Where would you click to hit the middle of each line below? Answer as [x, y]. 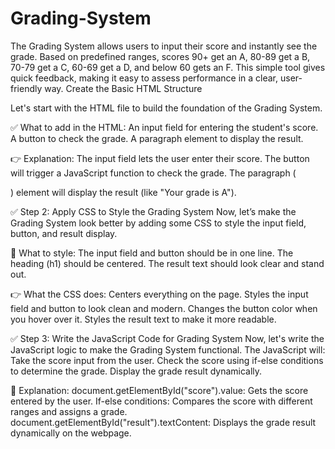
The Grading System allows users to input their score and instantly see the [164, 46]
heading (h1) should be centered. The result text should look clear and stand [167, 263]
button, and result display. [64, 233]
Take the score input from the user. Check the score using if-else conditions [167, 360]
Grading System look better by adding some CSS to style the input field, [158, 223]
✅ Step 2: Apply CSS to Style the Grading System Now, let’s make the [153, 211]
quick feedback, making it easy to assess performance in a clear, [144, 78]
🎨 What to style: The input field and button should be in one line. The [152, 253]
